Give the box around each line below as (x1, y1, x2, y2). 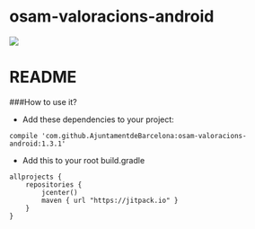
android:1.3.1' (9, 139, 66, 148)
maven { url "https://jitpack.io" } (41, 196, 179, 205)
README (9, 67, 77, 87)
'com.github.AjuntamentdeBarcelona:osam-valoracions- (41, 131, 247, 140)
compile (9, 131, 39, 140)
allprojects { (9, 172, 63, 181)
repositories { (25, 180, 83, 189)
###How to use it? (9, 96, 78, 107)
